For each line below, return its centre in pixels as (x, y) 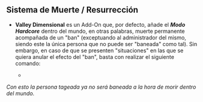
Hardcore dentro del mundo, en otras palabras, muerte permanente (100, 31)
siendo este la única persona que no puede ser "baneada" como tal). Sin (106, 44)
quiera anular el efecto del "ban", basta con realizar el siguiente (95, 56)
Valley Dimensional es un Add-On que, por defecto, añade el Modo (100, 24)
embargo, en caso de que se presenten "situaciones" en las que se (99, 50)
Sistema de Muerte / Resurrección (72, 10)
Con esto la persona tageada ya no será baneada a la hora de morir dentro (101, 87)
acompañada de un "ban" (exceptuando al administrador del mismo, (101, 37)
